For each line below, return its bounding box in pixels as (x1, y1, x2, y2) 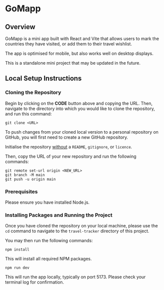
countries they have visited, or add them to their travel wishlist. (5, 41, 133, 47)
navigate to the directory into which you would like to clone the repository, (5, 106, 155, 111)
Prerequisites (5, 188, 38, 195)
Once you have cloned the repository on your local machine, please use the (5, 223, 158, 229)
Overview (5, 23, 36, 31)
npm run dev (5, 265, 29, 270)
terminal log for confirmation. (5, 279, 64, 285)
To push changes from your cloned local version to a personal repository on (5, 129, 159, 135)
